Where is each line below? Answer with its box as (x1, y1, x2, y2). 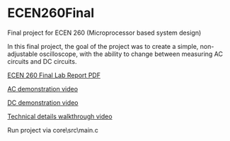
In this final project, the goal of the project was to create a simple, (7, 42, 199, 50)
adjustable (7, 50, 38, 58)
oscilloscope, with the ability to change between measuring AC (39, 50, 223, 58)
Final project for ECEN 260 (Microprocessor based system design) (7, 28, 202, 37)
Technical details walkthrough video (7, 112, 113, 120)
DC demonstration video (7, 98, 79, 107)
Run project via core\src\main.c (7, 125, 99, 134)
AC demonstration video (7, 84, 79, 93)
